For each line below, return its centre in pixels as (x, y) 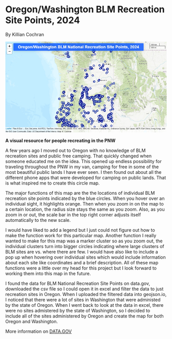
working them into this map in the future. (48, 273)
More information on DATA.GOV (39, 331)
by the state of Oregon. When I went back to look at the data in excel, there (84, 305)
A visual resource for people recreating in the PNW (61, 140)
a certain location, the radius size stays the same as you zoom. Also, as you (85, 209)
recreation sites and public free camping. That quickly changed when (79, 156)
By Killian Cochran (25, 34)
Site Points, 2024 (43, 20)
